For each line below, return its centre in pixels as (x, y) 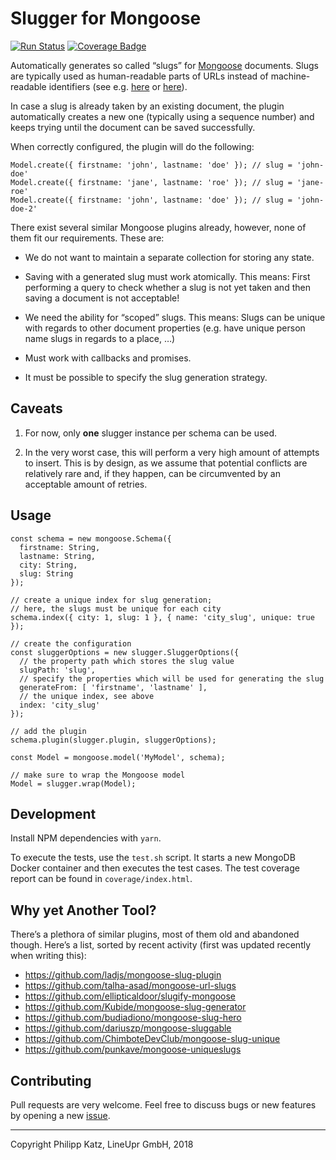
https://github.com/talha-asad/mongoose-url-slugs (130, 986)
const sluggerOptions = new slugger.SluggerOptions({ (125, 652)
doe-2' (24, 208)
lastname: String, (58, 556)
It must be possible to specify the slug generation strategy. (146, 377)
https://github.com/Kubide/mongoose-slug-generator (135, 1007)
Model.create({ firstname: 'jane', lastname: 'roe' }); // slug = (151, 182)
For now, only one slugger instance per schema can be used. (151, 433)
